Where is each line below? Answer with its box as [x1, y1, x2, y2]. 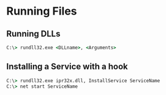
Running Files [6, 4, 77, 18]
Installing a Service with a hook [6, 62, 129, 72]
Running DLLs [6, 29, 61, 39]
